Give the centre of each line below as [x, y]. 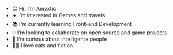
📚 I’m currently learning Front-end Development [72, 24]
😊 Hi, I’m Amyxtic [34, 9]
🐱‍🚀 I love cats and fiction [43, 46]
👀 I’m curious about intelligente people [59, 39]
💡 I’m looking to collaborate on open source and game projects [89, 33]
